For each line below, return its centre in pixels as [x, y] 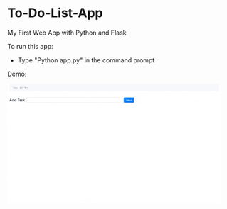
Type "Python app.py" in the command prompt [86, 60]
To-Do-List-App [55, 13]
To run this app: [30, 46]
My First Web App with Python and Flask [67, 33]
